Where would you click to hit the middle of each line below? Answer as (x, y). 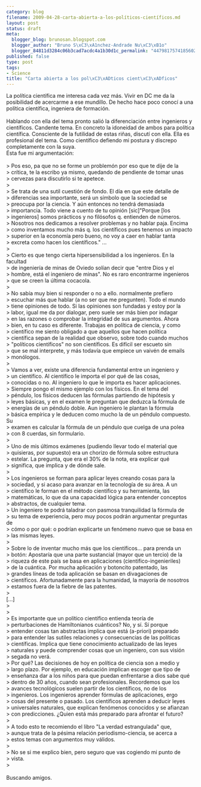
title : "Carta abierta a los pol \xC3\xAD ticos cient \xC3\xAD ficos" (92, 79)
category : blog (25, 12)
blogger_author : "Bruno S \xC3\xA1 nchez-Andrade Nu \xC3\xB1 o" (89, 46)
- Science (19, 73)
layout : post (22, 23)
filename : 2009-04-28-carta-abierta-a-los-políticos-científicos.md (93, 17)
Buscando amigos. (29, 778)
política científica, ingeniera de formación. (58, 109)
